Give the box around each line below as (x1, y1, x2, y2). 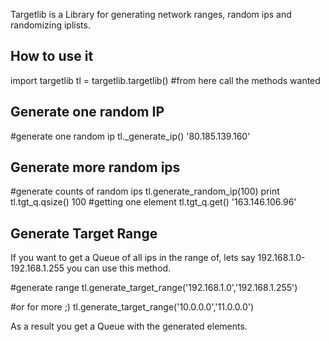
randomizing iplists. (10, 19, 91, 31)
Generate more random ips (10, 159, 181, 176)
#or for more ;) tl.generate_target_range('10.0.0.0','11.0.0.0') (10, 301, 255, 313)
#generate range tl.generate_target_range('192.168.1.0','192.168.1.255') (10, 282, 298, 294)
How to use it (10, 48, 94, 65)
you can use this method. (66, 262, 172, 274)
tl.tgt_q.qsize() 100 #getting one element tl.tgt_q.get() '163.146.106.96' (10, 196, 297, 208)
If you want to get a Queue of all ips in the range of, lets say (10, 252, 256, 264)
